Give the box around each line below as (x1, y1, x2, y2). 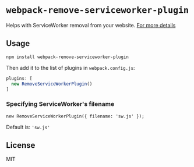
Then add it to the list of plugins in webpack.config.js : (6, 64, 135, 71)
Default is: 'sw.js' (6, 123, 51, 130)
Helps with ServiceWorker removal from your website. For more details (6, 22, 176, 29)
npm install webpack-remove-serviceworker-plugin (6, 54, 129, 60)
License (6, 140, 36, 150)
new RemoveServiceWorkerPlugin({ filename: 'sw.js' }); (6, 113, 144, 119)
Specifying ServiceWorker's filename (6, 100, 115, 108)
